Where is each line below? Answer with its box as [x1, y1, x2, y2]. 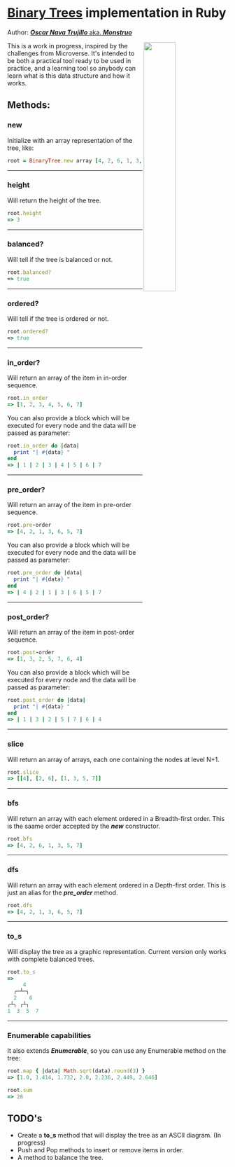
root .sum [7, 1086, 33, 1093]
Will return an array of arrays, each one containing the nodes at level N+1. [7, 755, 220, 764]
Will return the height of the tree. [7, 196, 101, 205]
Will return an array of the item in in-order [7, 373, 127, 382]
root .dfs [7, 902, 33, 909]
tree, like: [7, 144, 34, 152]
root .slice [7, 768, 39, 775]
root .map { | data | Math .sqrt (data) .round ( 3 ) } [7, 1068, 145, 1075]
